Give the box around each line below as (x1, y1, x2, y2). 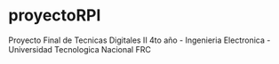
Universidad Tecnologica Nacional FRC (8, 44, 152, 54)
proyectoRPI (8, 5, 101, 26)
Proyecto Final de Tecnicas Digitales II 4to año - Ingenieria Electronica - (8, 35, 271, 45)
